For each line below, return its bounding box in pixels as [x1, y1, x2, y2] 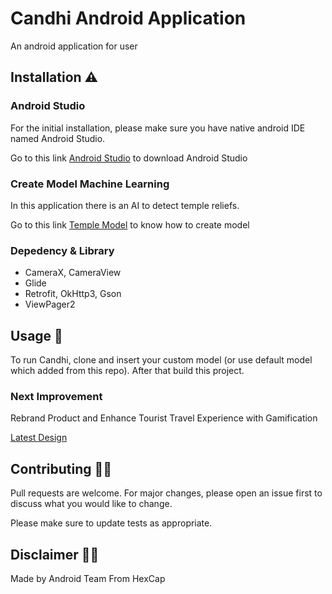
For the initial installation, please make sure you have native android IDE [10, 122, 306, 134]
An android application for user [10, 40, 138, 52]
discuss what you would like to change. [10, 498, 173, 510]
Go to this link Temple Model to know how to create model [10, 218, 250, 231]
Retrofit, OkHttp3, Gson [24, 288, 122, 300]
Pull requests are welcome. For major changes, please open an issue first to [10, 487, 323, 499]
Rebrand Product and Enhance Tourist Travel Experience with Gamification [10, 412, 318, 424]
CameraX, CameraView [24, 267, 122, 279]
